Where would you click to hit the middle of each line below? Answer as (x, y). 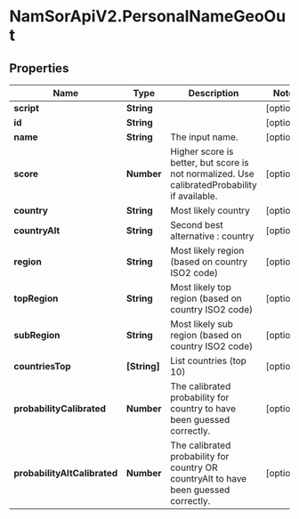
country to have (203, 409)
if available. (194, 196)
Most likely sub (202, 324)
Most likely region (207, 251)
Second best (197, 225)
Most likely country (210, 211)
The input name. (204, 137)
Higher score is (202, 151)
